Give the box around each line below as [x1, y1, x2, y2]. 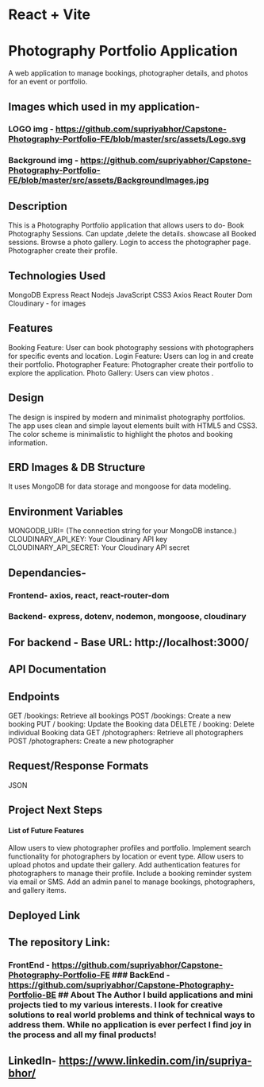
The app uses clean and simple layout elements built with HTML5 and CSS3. [8, 420, 258, 431]
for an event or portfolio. [8, 77, 88, 87]
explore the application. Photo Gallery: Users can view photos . [8, 368, 214, 377]
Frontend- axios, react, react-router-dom [8, 590, 170, 601]
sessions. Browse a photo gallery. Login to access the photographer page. [8, 237, 251, 247]
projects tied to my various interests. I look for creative [8, 999, 224, 1011]
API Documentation [8, 663, 107, 676]
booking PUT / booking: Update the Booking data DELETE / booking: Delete [8, 719, 255, 729]
